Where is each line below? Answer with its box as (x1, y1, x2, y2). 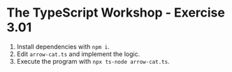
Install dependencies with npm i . (16, 42, 110, 51)
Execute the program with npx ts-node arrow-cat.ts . (16, 57, 170, 65)
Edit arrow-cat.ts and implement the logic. (16, 50, 140, 58)
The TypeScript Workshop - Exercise (6, 5, 225, 21)
